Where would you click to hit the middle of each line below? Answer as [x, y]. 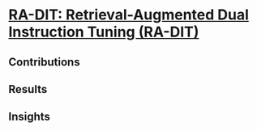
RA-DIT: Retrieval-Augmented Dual [129, 15]
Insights [30, 117]
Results [28, 89]
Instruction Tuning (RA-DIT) [104, 32]
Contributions [44, 62]
